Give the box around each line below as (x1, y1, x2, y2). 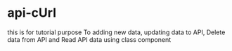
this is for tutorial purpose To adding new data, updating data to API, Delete (7, 28, 226, 36)
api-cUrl (7, 5, 56, 21)
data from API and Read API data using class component (7, 35, 172, 43)
